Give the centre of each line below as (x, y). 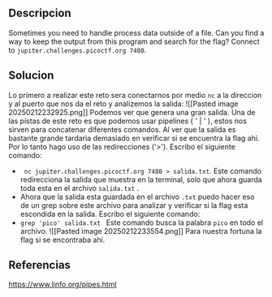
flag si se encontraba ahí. (63, 240)
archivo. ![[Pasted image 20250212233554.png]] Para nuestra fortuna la (141, 231)
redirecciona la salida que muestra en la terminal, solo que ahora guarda (141, 179)
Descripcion (40, 13)
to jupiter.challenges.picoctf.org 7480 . (78, 50)
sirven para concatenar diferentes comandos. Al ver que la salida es (122, 129)
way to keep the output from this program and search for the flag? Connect (134, 41)
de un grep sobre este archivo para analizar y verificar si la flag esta (134, 205)
